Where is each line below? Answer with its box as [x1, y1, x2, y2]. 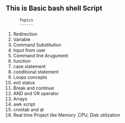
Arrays [13, 96, 27, 102]
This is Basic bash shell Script [6, 4, 103, 13]
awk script [13, 101, 36, 107]
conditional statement [13, 69, 59, 75]
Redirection [13, 30, 38, 37]
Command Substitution [13, 42, 61, 48]
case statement [13, 63, 46, 69]
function [13, 58, 31, 64]
